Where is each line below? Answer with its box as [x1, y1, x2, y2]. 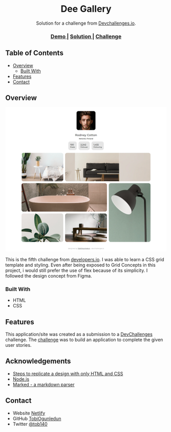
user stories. [5, 342, 32, 348]
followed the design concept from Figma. [5, 272, 92, 279]
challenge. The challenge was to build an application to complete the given [5, 337, 163, 343]
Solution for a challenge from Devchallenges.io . [36, 20, 136, 26]
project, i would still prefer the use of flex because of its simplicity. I [5, 267, 148, 273]
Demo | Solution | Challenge [50, 33, 122, 40]
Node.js [12, 376, 30, 382]
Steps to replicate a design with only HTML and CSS [12, 370, 123, 377]
